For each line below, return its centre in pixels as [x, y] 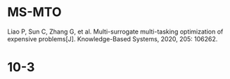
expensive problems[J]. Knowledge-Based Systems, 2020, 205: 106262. [113, 38]
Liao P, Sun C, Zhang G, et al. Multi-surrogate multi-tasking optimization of [115, 31]
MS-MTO [34, 12]
